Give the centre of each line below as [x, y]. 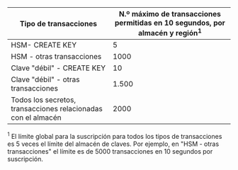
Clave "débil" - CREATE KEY [58, 68]
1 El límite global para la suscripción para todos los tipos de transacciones [115, 136]
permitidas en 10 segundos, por [170, 23]
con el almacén [36, 118]
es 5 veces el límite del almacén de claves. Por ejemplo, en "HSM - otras [113, 144]
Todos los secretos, [44, 100]
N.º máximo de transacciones [170, 14]
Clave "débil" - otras [45, 79]
